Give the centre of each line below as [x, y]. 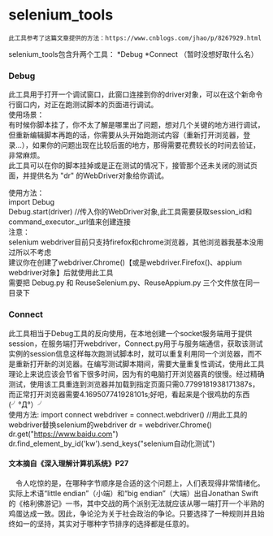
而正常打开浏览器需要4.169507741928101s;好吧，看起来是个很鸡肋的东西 [129, 394]
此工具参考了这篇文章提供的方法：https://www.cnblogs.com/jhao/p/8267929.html [135, 38]
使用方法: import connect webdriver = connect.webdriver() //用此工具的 [128, 414]
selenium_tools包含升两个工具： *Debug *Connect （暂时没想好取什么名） [133, 54]
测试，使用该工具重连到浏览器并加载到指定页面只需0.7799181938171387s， [134, 384]
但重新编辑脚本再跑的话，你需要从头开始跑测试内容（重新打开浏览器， [126, 135]
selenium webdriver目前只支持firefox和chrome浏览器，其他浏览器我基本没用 [136, 242]
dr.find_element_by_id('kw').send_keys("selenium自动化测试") [112, 443]
